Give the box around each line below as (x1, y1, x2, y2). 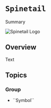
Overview (5, 43, 37, 52)
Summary (5, 19, 26, 25)
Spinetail (5, 4, 46, 14)
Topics (5, 71, 27, 79)
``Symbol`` (12, 97, 34, 103)
